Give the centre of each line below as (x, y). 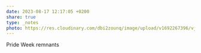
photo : (14, 28)
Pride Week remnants (33, 45)
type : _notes (22, 22)
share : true (21, 17)
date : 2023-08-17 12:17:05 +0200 (48, 11)
